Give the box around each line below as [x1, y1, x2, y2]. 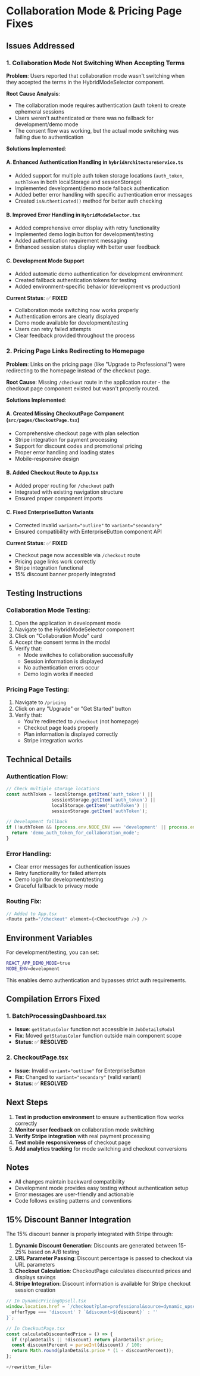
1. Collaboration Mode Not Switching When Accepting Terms [6, 59, 185, 67]
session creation [14, 1286, 55, 1294]
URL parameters [14, 1261, 55, 1268]
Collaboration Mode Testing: [6, 606, 90, 614]
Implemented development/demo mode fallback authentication [14, 185, 170, 192]
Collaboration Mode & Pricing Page [6, 4, 182, 18]
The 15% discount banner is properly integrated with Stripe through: [6, 1230, 173, 1238]
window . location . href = [6, 1304, 65, 1310]
